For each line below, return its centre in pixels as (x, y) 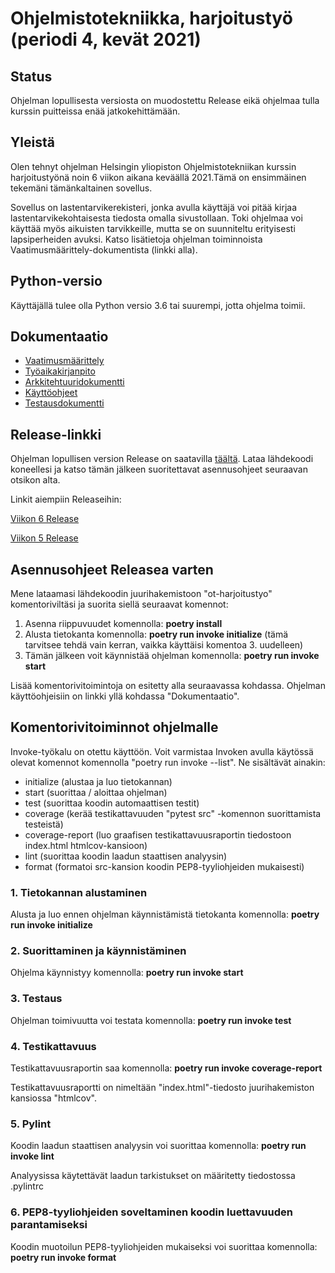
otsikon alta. (35, 480)
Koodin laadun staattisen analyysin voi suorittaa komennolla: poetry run (158, 1146)
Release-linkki (56, 434)
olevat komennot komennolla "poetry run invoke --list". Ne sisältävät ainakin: (168, 762)
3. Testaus (36, 999)
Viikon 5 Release (44, 538)
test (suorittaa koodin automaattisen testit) (112, 803)
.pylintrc (27, 1186)
